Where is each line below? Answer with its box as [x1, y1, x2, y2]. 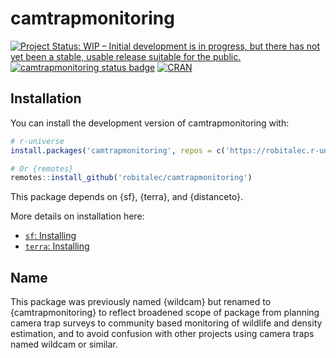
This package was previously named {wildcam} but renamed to [10, 296, 272, 308]
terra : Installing [24, 240, 90, 252]
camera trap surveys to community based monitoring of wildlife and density [10, 317, 323, 329]
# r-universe [10, 136, 65, 146]
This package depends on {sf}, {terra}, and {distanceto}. [10, 191, 244, 203]
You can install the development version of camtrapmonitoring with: [10, 117, 290, 129]
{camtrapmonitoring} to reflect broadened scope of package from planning [10, 307, 320, 319]
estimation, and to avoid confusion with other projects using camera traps [10, 328, 315, 340]
